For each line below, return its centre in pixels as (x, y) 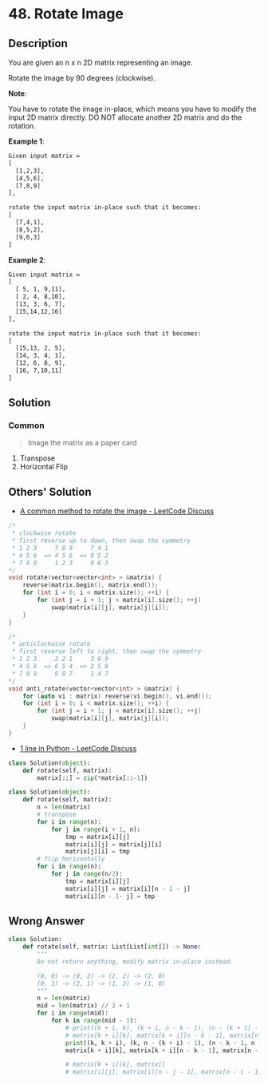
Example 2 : (27, 259)
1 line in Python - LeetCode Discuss (78, 748)
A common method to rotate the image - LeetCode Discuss (116, 511)
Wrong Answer (47, 921)
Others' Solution (50, 492)
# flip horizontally (71, 859)
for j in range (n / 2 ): (87, 874)
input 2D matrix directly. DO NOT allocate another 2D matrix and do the (125, 117)
